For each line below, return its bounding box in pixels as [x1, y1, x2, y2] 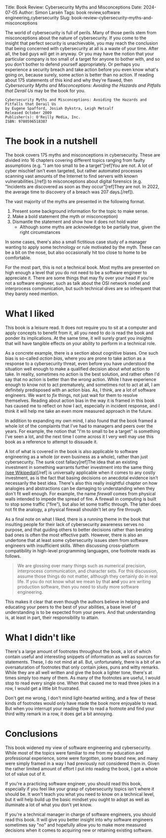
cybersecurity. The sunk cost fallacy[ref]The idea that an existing [5, 459, 138, 465]
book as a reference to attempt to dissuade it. [5, 439, 98, 445]
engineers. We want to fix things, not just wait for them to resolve [5, 392, 138, 398]
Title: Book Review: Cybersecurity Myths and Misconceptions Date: [5, 4, 142, 10]
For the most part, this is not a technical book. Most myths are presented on [5, 264, 160, 270]
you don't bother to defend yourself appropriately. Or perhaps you [5, 62, 140, 67]
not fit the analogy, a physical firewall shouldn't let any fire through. [5, 506, 142, 512]
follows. [5, 553, 21, 559]
